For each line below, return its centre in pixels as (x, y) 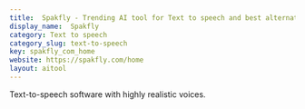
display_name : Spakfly (54, 26)
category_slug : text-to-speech (69, 43)
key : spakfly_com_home (52, 52)
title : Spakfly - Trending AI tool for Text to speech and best (135, 18)
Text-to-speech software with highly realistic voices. (108, 94)
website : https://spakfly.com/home (77, 60)
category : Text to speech (58, 35)
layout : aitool (38, 69)
